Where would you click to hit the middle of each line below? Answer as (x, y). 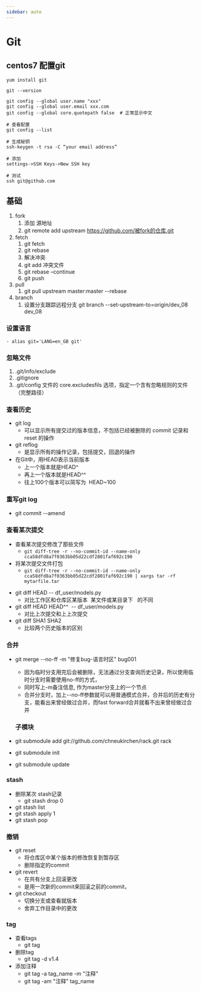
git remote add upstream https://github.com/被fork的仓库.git (99, 231)
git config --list (29, 130)
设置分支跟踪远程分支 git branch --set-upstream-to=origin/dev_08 (106, 305)
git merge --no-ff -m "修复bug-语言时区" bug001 (76, 659)
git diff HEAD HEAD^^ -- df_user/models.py (69, 607)
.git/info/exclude (35, 371)
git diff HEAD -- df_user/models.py (58, 592)
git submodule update (42, 764)
